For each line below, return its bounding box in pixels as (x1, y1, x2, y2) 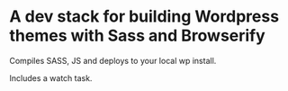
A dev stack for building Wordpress (9, 6, 280, 27)
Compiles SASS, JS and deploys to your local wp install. (9, 55, 217, 66)
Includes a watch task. (9, 72, 93, 83)
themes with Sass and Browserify (9, 25, 265, 46)
